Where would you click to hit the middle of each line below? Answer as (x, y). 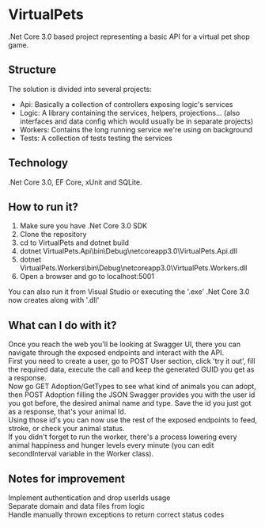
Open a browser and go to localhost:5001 (87, 277)
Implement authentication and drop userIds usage (89, 498)
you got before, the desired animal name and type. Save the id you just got (130, 403)
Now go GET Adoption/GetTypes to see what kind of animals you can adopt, (132, 387)
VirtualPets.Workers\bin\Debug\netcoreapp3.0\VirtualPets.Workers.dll (133, 268)
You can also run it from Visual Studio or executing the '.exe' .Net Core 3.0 (129, 292)
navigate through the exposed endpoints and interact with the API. (116, 353)
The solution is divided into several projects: (80, 89)
